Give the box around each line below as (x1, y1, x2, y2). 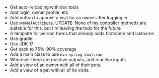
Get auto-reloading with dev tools (9, 4, 79, 10)
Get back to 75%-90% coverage (9, 46, 77, 52)
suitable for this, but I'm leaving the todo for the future (9, 25, 121, 31)
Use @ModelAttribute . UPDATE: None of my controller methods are (9, 20, 147, 26)
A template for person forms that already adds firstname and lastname (9, 31, 154, 36)
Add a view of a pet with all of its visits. (9, 67, 90, 73)
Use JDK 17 (9, 41, 34, 46)
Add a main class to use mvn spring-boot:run (9, 51, 103, 57)
